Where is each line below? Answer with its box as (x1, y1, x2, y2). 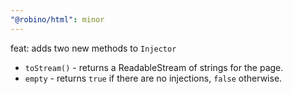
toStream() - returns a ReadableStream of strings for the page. (24, 61, 284, 73)
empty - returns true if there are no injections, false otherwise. (24, 72, 283, 84)
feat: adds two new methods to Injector (10, 42, 177, 54)
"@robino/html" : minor (10, 14, 105, 25)
